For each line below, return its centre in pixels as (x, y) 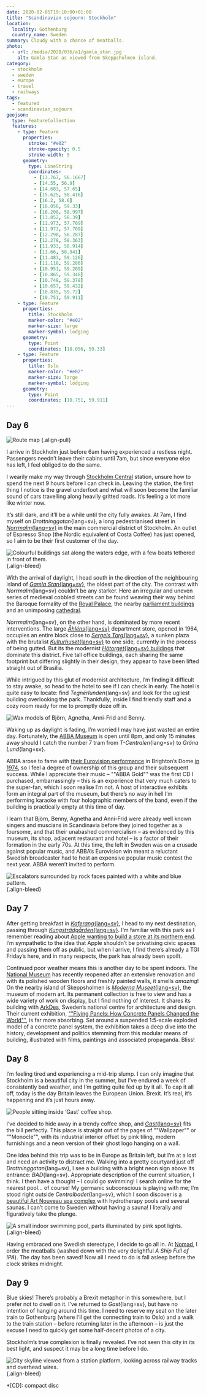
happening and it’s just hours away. (51, 1100)
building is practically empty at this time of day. (66, 806)
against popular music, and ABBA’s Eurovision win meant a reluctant (92, 851)
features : (24, 126)
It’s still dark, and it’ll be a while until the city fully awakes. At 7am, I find (97, 515)
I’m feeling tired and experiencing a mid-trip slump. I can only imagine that (100, 1074)
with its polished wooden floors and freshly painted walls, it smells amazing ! (103, 981)
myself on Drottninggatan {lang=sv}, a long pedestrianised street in (91, 521)
